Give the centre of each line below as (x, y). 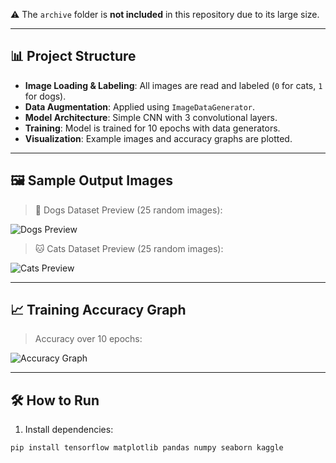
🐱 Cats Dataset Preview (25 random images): (129, 248)
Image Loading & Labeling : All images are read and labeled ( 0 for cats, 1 (173, 85)
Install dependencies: (69, 430)
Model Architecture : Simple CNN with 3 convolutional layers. (151, 117)
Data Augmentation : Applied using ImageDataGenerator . (140, 106)
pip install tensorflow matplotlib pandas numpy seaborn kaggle (147, 448)
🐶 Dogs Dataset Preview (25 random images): (128, 210)
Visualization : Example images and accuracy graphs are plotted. (158, 138)
